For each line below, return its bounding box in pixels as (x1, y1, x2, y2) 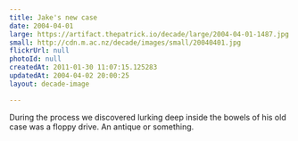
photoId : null (9, 54, 62, 63)
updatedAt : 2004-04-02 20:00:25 (9, 71, 129, 80)
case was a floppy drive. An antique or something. (9, 121, 195, 132)
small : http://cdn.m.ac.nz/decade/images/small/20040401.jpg (9, 37, 242, 47)
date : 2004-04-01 (9, 21, 74, 30)
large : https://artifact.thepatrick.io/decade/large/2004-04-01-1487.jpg (9, 29, 290, 38)
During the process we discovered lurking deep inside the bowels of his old (9, 112, 287, 122)
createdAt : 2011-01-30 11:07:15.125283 (9, 63, 158, 72)
